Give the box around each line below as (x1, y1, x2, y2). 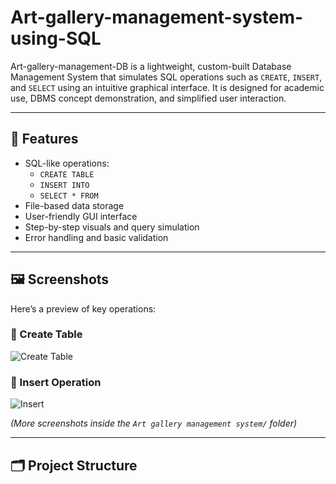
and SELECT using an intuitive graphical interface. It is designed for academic (10, 81, 325, 93)
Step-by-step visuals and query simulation (24, 221, 200, 233)
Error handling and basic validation (24, 231, 169, 243)
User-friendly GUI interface (24, 210, 138, 222)
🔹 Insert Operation (10, 375, 102, 389)
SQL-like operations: (24, 157, 110, 169)
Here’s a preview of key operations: (10, 302, 157, 315)
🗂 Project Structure (10, 457, 138, 474)
